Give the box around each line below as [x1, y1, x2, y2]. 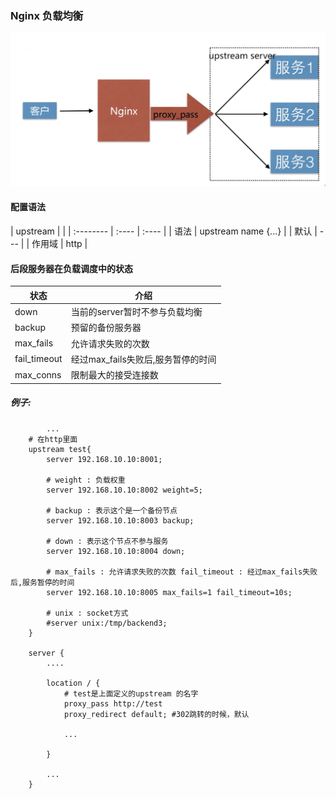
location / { [46, 678, 101, 688]
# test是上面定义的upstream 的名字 [63, 688, 199, 699]
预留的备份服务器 [70, 322, 142, 334]
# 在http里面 [28, 434, 78, 444]
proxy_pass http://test [63, 698, 163, 709]
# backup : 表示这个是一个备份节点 [46, 505, 178, 516]
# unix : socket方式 [46, 608, 129, 618]
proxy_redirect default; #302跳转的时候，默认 [63, 709, 250, 719]
